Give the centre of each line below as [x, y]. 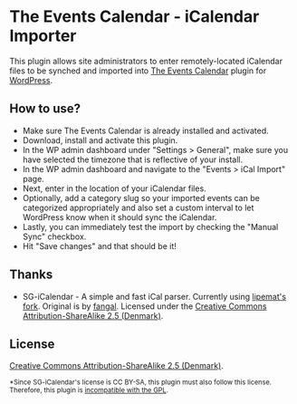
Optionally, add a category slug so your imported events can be [141, 197]
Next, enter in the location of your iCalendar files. [114, 188]
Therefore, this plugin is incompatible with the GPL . [89, 390]
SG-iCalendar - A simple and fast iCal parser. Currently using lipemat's [154, 296]
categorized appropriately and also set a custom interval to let [138, 207]
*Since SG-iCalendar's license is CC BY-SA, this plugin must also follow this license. [140, 382]
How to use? [45, 109]
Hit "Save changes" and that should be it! [99, 245]
